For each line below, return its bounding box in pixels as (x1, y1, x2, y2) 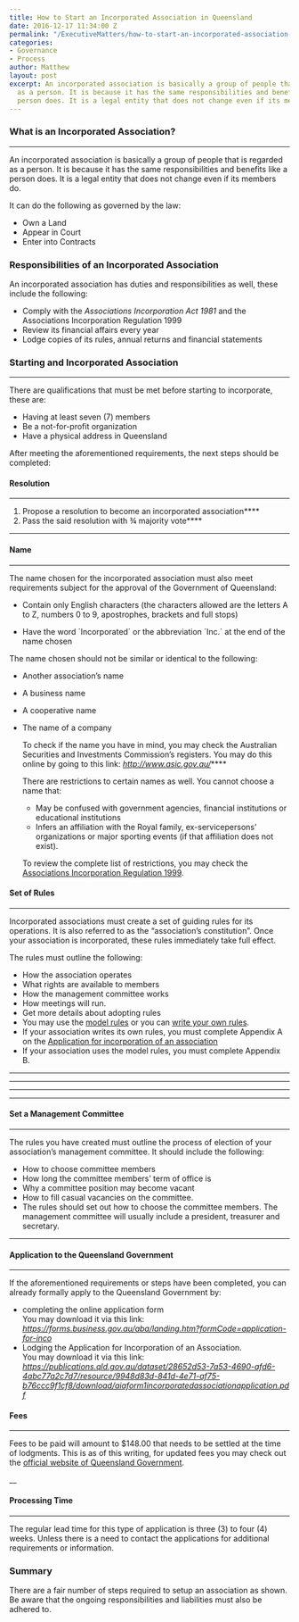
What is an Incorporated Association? (9, 126, 176, 138)
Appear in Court (21, 227, 82, 237)
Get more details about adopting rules (21, 1007, 162, 1018)
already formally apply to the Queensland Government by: (9, 1287, 222, 1298)
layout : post (9, 71, 58, 80)
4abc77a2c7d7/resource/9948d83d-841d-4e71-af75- (21, 1371, 221, 1382)
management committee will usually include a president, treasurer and (21, 1211, 280, 1222)
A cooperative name (21, 704, 97, 715)
